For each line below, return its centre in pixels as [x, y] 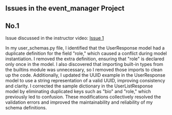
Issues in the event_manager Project [65, 8]
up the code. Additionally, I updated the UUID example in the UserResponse [85, 75]
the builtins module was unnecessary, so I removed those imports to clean [84, 70]
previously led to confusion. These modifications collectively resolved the [83, 97]
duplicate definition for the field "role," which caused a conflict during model [86, 54]
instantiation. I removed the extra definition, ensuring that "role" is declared [85, 59]
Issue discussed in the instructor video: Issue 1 [55, 38]
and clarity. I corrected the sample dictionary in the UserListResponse [79, 86]
